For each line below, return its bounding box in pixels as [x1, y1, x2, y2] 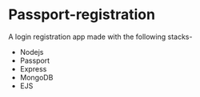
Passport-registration [8, 6, 156, 24]
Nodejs [19, 47, 44, 56]
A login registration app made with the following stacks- [8, 32, 193, 41]
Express [19, 64, 47, 73]
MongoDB [19, 72, 54, 82]
